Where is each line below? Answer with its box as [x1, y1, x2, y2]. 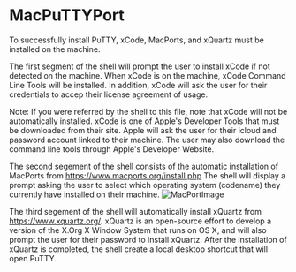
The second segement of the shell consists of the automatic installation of [9, 161, 279, 171]
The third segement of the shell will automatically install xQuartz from [9, 206, 262, 216]
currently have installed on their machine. [9, 189, 161, 200]
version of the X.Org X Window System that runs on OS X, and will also [9, 224, 267, 235]
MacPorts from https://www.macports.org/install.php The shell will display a [9, 170, 286, 181]
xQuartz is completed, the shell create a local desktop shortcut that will [9, 244, 268, 254]
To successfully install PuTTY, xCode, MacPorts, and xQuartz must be [9, 34, 265, 45]
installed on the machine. [9, 43, 101, 54]
